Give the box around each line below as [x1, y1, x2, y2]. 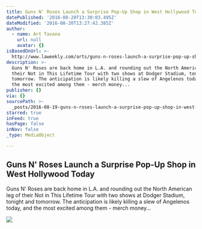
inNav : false [6, 127, 39, 133]
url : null [17, 37, 42, 43]
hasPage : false [6, 121, 44, 127]
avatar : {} [17, 43, 44, 49]
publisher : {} [6, 87, 42, 93]
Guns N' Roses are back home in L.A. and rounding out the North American [6, 185, 192, 192]
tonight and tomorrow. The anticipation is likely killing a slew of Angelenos [6, 198, 190, 205]
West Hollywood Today [6, 169, 95, 180]
